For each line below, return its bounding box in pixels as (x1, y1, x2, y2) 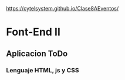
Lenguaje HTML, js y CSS (6, 66, 79, 74)
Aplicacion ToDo (6, 48, 68, 58)
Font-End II (6, 26, 60, 39)
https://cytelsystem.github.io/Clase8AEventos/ (6, 5, 119, 12)
